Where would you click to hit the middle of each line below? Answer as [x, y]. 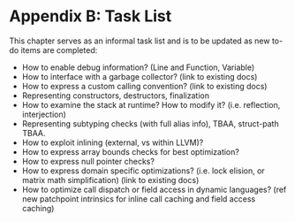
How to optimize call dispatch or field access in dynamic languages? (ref [154, 189]
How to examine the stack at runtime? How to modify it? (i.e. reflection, [151, 104]
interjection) [44, 114]
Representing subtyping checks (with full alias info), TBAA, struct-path [151, 123]
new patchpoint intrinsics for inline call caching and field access [139, 199]
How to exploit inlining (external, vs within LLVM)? [113, 142]
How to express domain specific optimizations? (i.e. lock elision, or [143, 171]
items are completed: [59, 50]
